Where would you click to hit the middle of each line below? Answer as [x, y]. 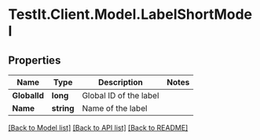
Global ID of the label [121, 96]
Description [120, 82]
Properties [35, 60]
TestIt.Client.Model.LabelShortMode [130, 15]
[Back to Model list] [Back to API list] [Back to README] [98, 128]
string [63, 108]
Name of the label [115, 108]
